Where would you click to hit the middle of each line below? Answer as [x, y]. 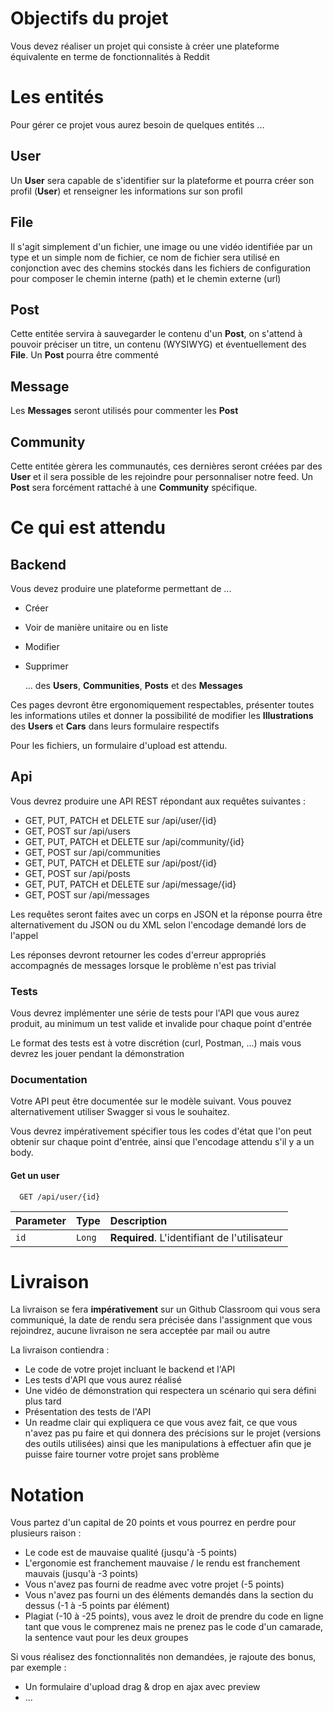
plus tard [43, 1401]
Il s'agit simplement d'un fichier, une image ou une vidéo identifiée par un [161, 246]
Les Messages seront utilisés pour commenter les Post [124, 411]
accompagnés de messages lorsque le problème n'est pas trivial [143, 965]
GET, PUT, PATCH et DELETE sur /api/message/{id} [130, 884]
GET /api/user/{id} [60, 1197]
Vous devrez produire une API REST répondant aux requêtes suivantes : [158, 801]
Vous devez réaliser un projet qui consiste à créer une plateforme [145, 46]
